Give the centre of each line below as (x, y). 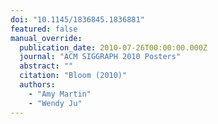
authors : (37, 85)
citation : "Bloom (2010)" (73, 76)
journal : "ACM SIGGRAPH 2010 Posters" (100, 57)
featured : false (44, 29)
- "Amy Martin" (60, 94)
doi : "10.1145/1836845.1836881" (77, 19)
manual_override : (46, 38)
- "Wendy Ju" (55, 103)
